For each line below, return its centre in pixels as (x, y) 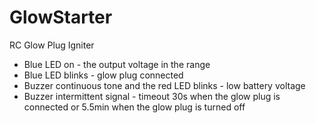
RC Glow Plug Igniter (52, 45)
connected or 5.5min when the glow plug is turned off (134, 107)
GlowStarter (61, 17)
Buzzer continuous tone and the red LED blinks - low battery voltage (164, 85)
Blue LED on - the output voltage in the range (117, 64)
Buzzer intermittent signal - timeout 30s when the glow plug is (152, 96)
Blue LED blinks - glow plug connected (103, 75)
